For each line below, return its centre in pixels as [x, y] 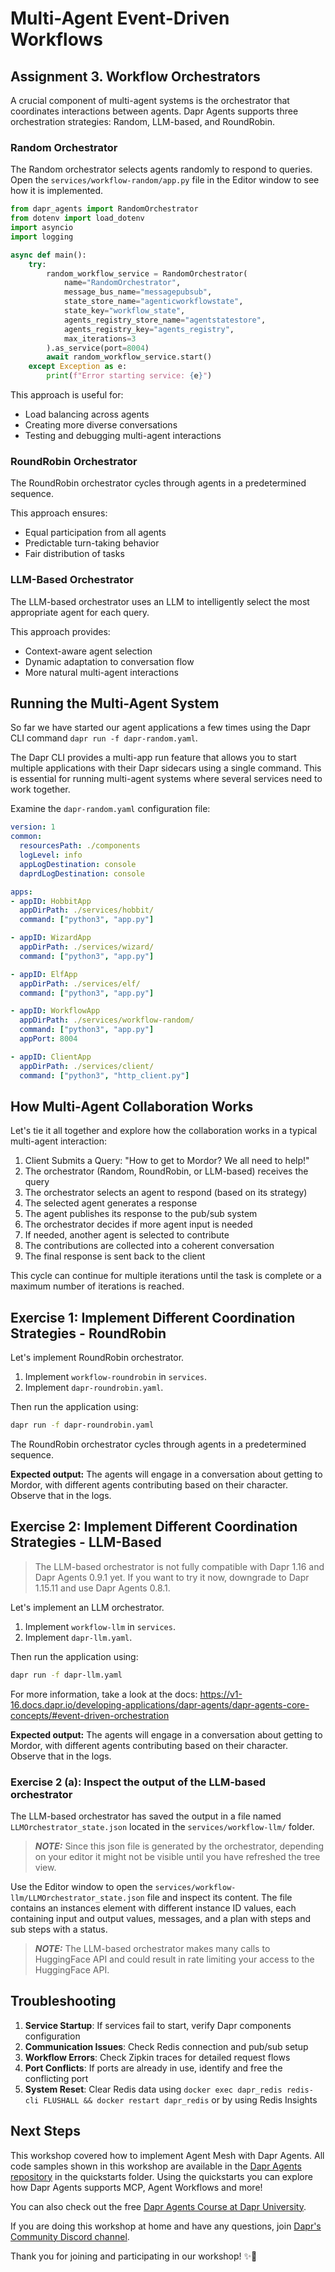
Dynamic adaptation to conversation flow [109, 661]
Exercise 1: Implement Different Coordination [153, 1317]
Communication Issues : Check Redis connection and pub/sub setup [166, 2046]
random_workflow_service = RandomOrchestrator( [147, 273]
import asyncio [42, 228]
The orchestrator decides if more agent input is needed [138, 1224]
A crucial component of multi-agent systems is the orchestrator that [150, 100]
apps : [21, 892]
